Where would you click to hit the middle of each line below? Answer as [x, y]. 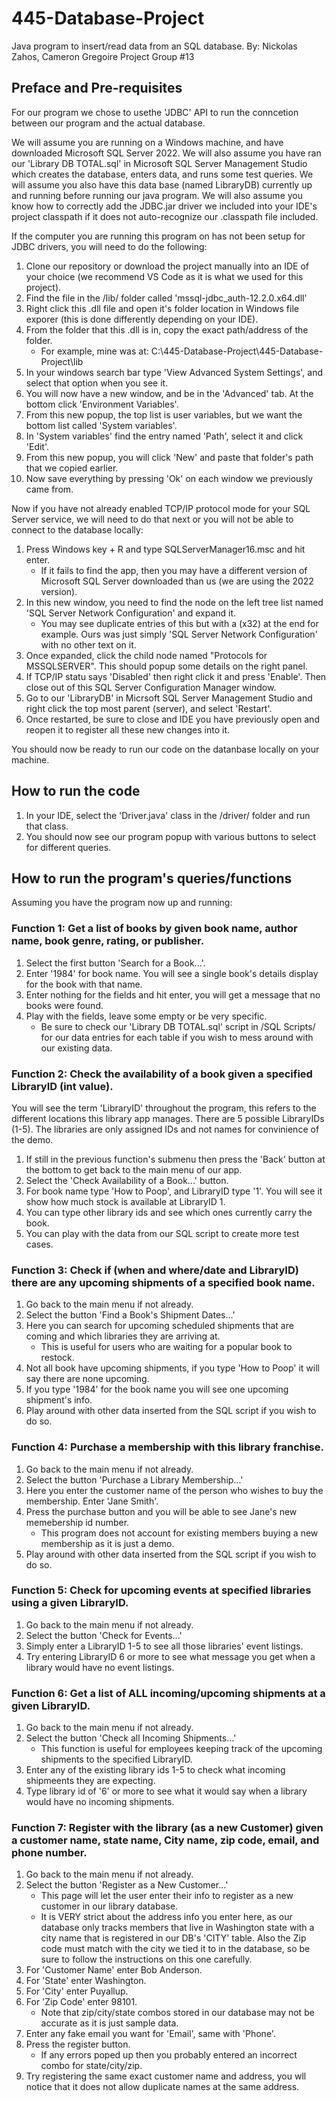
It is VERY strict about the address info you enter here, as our [166, 1917]
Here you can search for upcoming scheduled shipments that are [159, 1326]
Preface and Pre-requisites [97, 88]
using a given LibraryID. [70, 1603]
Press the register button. [78, 2044]
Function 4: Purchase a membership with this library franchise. [167, 1447]
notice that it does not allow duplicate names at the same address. [162, 2087]
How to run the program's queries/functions [152, 878]
